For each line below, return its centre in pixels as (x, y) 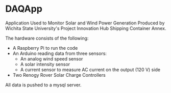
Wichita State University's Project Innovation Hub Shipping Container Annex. (86, 28)
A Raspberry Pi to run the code (45, 48)
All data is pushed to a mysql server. (43, 85)
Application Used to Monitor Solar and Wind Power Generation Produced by (85, 23)
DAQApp (24, 9)
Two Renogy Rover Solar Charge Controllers (59, 75)
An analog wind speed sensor (52, 58)
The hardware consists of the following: (47, 38)
